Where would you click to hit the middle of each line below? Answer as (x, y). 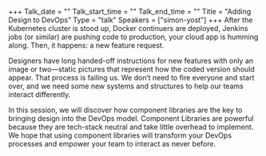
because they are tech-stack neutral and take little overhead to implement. (131, 127)
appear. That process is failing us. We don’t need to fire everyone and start (131, 78)
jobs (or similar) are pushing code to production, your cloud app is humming (133, 37)
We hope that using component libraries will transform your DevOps (120, 135)
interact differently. (40, 94)
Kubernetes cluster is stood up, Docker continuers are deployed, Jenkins (128, 28)
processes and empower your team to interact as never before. (112, 144)
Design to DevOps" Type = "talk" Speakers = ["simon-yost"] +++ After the (131, 20)
